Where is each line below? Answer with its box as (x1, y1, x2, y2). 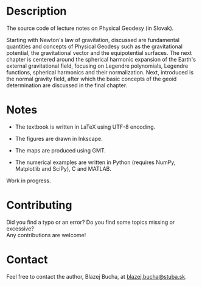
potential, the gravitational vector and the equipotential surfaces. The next (6, 49, 192, 56)
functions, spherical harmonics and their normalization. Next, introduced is (6, 68, 193, 76)
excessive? (6, 224, 35, 232)
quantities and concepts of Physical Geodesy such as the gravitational (6, 43, 183, 50)
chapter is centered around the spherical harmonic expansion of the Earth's (6, 55, 197, 63)
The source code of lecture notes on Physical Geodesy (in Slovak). (6, 24, 174, 32)
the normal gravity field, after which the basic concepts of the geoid (6, 75, 177, 82)
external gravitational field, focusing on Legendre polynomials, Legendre (6, 62, 189, 70)
